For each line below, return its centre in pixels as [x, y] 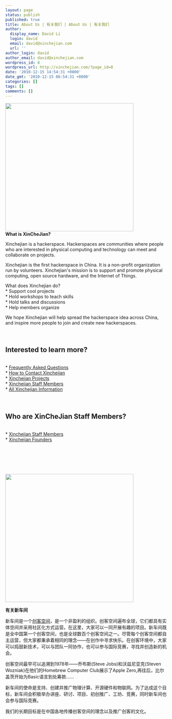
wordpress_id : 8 [23, 63]
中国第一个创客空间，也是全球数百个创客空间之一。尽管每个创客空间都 [88, 634]
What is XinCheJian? [28, 234]
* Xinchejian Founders [29, 440]
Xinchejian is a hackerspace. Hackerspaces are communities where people [84, 244]
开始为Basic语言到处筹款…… [44, 677]
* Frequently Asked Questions [37, 368]
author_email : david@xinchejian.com [44, 58]
